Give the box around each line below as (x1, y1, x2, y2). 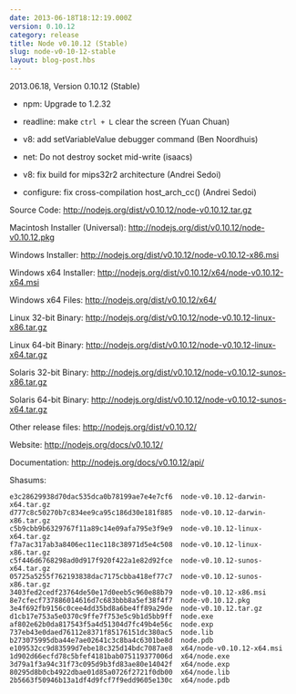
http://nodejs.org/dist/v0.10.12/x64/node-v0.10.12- (97, 267, 284, 278)
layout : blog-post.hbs (9, 56, 96, 65)
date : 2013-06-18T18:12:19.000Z (9, 13, 132, 23)
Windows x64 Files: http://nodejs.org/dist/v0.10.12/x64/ (9, 295, 217, 306)
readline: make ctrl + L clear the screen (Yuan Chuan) (22, 116, 230, 127)
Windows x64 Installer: (9, 267, 96, 278)
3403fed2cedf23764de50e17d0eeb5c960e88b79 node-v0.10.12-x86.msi (9, 588, 267, 597)
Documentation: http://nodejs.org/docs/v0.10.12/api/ (9, 457, 205, 468)
